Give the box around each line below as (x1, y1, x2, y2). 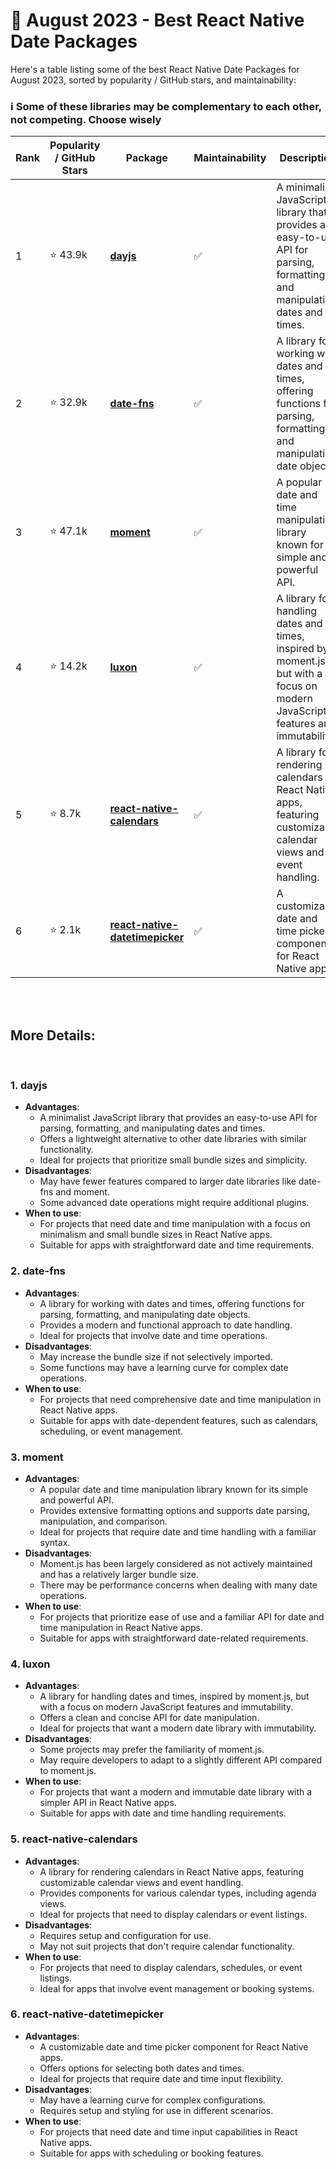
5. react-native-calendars (10, 1832, 138, 1846)
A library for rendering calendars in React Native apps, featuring (39, 1865, 304, 1878)
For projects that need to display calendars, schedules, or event (39, 1961, 303, 1973)
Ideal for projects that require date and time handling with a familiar (39, 1525, 317, 1538)
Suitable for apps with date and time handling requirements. (39, 1807, 287, 1819)
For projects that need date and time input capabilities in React (39, 2125, 298, 2138)
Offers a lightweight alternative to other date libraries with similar (39, 1133, 307, 1145)
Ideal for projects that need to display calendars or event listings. (39, 1908, 308, 1920)
